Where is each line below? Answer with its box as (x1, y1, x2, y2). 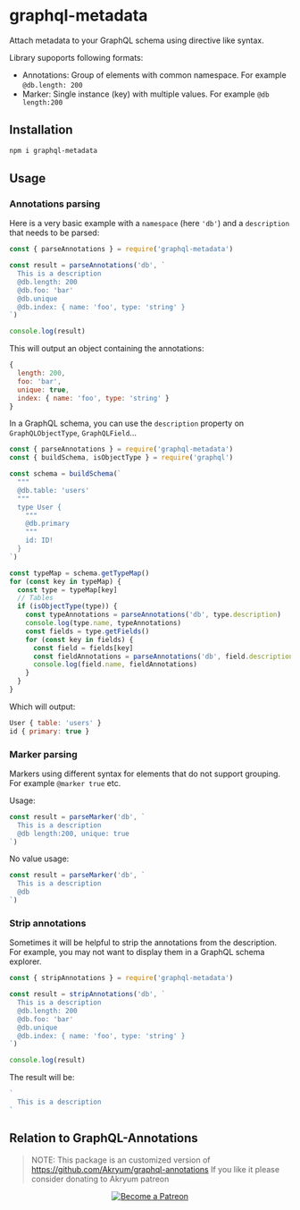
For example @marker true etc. (9, 777, 121, 788)
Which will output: (9, 701, 76, 712)
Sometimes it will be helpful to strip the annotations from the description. (9, 937, 278, 948)
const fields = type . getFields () (25, 627, 150, 636)
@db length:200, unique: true (17, 829, 129, 838)
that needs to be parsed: (9, 227, 100, 238)
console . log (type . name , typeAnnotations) (25, 619, 181, 628)
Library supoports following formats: (9, 52, 144, 63)
